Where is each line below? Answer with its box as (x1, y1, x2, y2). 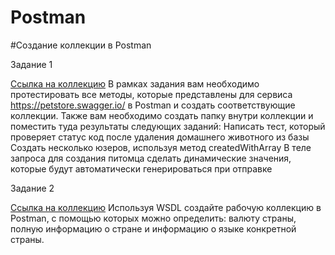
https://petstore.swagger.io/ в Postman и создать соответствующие (10, 99, 296, 111)
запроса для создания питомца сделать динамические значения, (10, 152, 292, 164)
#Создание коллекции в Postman (10, 39, 152, 51)
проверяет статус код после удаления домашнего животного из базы (10, 131, 310, 143)
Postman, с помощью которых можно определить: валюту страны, (10, 212, 297, 224)
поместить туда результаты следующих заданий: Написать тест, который (10, 120, 326, 132)
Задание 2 (10, 182, 55, 194)
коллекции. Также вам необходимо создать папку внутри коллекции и (10, 109, 314, 121)
